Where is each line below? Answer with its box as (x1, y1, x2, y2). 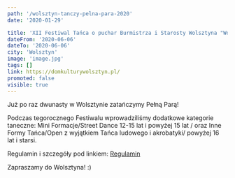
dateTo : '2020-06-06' (7, 43, 71, 50)
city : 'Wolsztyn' (7, 49, 58, 56)
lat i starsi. (7, 136, 37, 144)
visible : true (7, 81, 49, 88)
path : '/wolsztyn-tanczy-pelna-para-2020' (7, 10, 133, 17)
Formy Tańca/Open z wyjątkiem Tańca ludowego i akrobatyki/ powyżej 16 (7, 128, 220, 137)
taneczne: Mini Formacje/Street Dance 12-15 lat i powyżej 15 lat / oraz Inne (7, 121, 222, 130)
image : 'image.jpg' (7, 55, 64, 63)
